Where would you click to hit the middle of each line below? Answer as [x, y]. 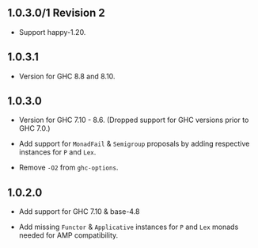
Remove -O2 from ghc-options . [68, 168]
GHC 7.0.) [34, 128]
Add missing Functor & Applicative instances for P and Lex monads [129, 227]
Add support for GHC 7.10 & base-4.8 [79, 212]
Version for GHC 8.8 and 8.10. [67, 76]
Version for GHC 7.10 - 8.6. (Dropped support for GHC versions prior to [134, 120]
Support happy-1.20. [52, 32]
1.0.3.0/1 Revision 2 [56, 13]
